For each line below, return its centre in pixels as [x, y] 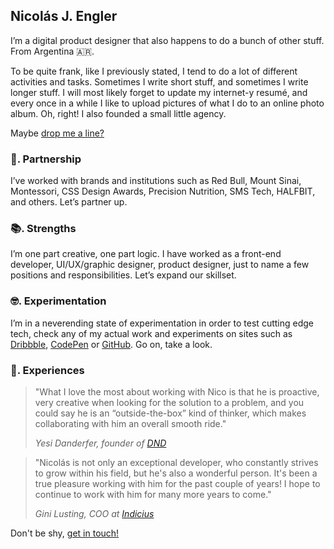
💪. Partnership [46, 159]
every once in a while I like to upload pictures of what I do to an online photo [167, 103]
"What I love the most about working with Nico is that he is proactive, [177, 392]
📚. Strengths [43, 229]
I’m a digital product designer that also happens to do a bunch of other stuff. [167, 40]
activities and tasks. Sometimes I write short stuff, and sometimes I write [159, 81]
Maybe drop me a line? [57, 133]
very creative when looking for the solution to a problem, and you [169, 402]
